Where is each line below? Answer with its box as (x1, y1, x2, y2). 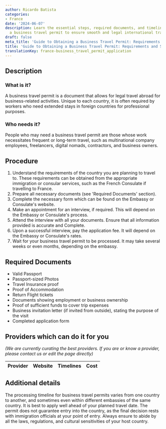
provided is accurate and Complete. (12, 223, 85, 229)
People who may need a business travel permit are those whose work (5, 132, 147, 138)
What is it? (5, 81, 31, 88)
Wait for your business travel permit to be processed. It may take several (12, 238, 161, 244)
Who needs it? (5, 121, 41, 128)
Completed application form (12, 318, 70, 324)
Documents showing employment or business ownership (12, 297, 128, 303)
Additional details (5, 379, 61, 388)
